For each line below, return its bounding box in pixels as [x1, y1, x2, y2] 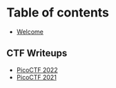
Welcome [16, 27, 44, 36]
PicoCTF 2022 [16, 65, 58, 74]
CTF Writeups [6, 47, 68, 59]
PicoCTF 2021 [16, 73, 57, 81]
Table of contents [6, 5, 110, 21]
